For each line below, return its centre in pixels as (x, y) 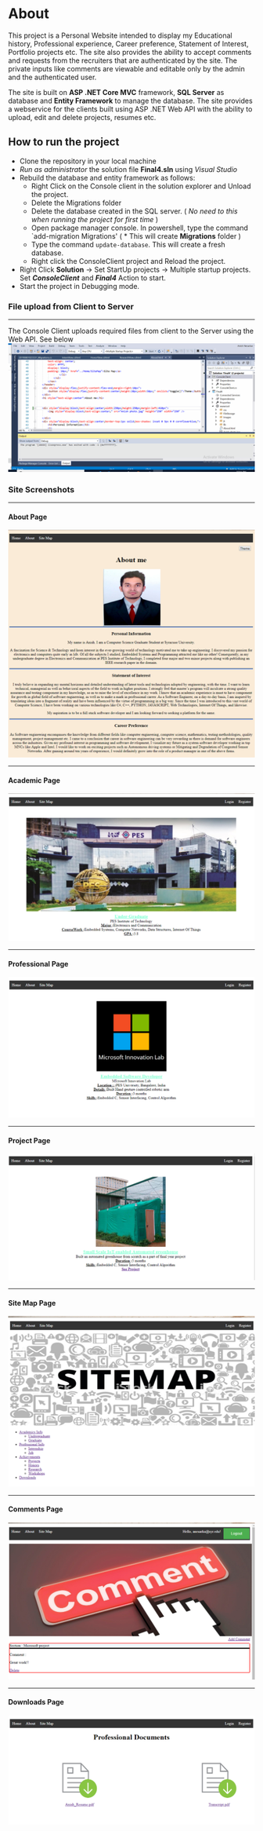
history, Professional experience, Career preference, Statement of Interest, (128, 43)
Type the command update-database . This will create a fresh (128, 244)
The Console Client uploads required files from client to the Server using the (131, 331)
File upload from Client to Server (71, 306)
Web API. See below (41, 339)
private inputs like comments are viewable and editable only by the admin (126, 68)
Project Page (29, 1140)
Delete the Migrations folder (76, 203)
